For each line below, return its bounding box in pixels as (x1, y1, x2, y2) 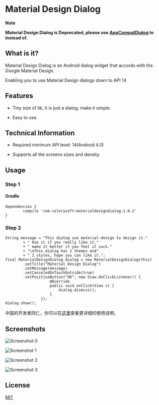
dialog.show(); (5, 301, 37, 306)
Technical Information (5, 129, 75, 137)
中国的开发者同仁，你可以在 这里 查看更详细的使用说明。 (5, 310, 118, 316)
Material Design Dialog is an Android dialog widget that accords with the (5, 62, 153, 68)
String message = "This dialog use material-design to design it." (5, 236, 148, 241)
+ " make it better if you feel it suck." (23, 244, 112, 249)
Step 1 (5, 181, 20, 188)
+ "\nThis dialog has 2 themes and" (23, 249, 99, 254)
